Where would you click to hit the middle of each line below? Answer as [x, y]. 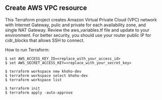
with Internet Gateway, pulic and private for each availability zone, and [75, 25]
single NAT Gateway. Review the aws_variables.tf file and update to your [77, 30]
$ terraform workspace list [34, 80]
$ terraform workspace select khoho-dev [47, 75]
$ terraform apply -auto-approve [39, 92]
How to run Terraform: [27, 50]
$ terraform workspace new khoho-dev [43, 71]
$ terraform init [23, 88]
